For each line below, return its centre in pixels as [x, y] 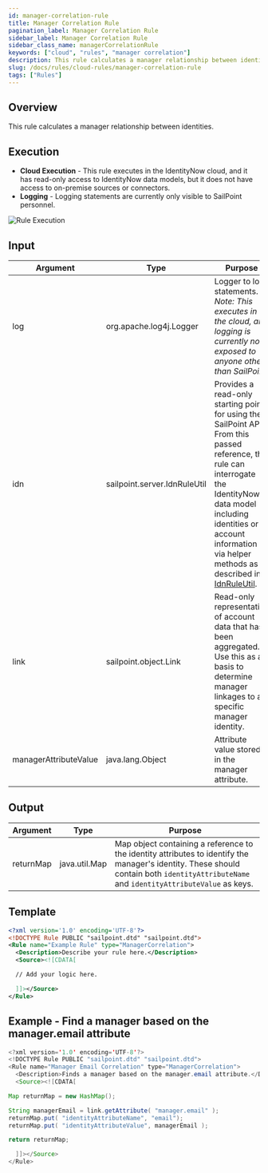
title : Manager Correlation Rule [64, 23]
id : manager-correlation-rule [59, 16]
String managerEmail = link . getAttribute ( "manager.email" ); [114, 1111]
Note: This [233, 302]
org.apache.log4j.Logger [152, 327]
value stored [238, 750]
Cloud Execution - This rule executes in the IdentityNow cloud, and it [134, 171]
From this [232, 434]
